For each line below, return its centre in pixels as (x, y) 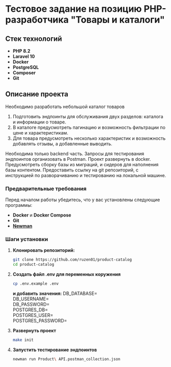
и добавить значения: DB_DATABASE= (55, 294)
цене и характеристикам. (40, 133)
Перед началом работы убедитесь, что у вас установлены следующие (83, 200)
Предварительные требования (46, 188)
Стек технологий (34, 39)
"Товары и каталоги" (118, 20)
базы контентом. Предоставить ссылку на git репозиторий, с (72, 170)
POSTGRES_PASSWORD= (40, 321)
